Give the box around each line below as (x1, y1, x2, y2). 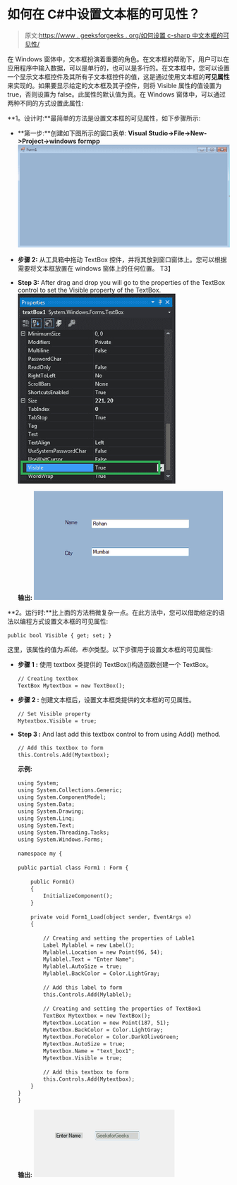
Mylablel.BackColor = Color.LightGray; (43, 970, 160, 977)
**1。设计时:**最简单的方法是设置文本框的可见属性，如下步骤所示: (7, 113, 201, 122)
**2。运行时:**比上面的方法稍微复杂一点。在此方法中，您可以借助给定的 (7, 608, 219, 617)
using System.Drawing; (17, 808, 85, 815)
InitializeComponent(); (43, 892, 113, 900)
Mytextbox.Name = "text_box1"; (43, 1048, 135, 1055)
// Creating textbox (17, 675, 78, 682)
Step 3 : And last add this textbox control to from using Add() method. (17, 730, 221, 739)
